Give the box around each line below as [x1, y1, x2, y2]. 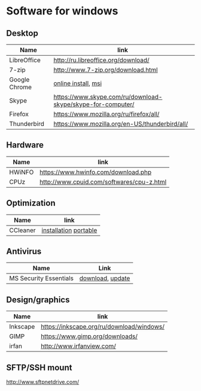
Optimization [6, 198, 56, 208]
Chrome [9, 83, 32, 91]
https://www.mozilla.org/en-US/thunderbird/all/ [53, 120, 188, 128]
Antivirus [6, 246, 42, 257]
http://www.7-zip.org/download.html [53, 66, 158, 74]
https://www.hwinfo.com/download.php [39, 168, 151, 176]
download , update [79, 274, 130, 282]
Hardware [6, 140, 44, 151]
